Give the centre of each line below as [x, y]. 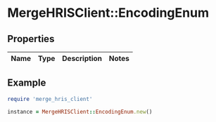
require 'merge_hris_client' [50, 99]
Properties [31, 39]
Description [82, 59]
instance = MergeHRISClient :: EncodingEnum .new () [80, 111]
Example [27, 83]
